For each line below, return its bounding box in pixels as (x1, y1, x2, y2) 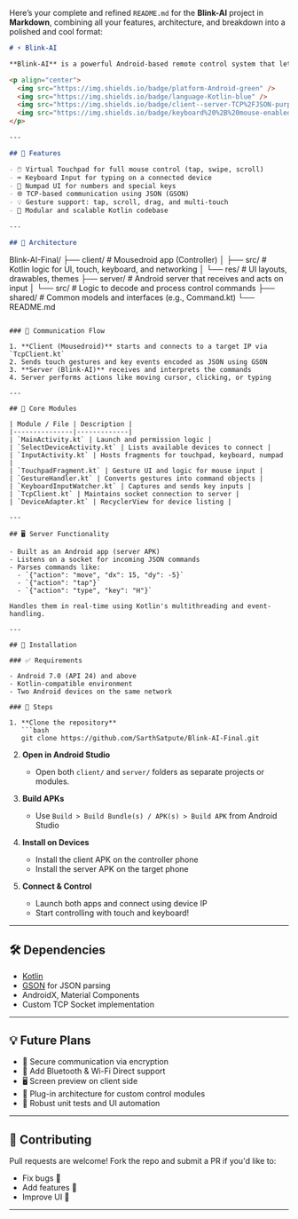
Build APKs (21, 793, 65, 803)
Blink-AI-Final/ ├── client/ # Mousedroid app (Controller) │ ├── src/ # (9, 254, 268, 265)
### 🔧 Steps (9, 702, 53, 711)
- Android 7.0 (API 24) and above (9, 671, 137, 680)
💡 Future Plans (9, 1033, 91, 1048)
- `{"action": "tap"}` (17, 578, 101, 587)
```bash (20, 725, 50, 735)
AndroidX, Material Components (21, 989, 140, 1000)
